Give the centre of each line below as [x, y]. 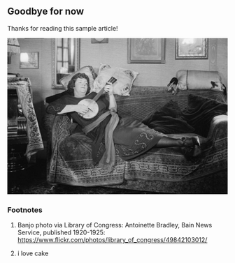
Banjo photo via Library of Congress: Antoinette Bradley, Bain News [115, 225]
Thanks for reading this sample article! [63, 28]
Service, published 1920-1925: [61, 232]
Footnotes [25, 210]
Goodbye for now [46, 12]
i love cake [33, 253]
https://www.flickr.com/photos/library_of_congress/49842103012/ [112, 240]
